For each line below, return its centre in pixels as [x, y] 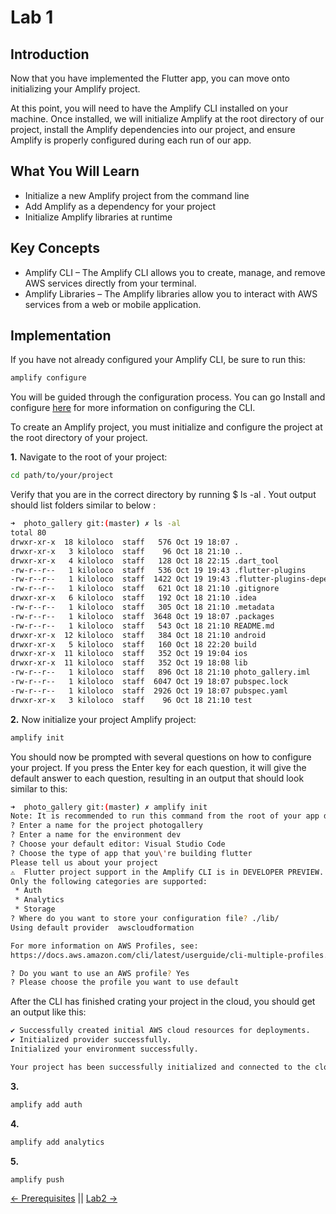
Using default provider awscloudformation [102, 927]
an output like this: [48, 1012]
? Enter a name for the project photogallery [106, 826]
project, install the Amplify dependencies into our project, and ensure [153, 129]
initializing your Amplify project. [75, 89]
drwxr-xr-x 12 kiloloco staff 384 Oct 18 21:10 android [138, 635]
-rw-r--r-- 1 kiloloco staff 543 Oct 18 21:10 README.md [142, 626]
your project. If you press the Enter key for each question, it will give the [158, 767]
